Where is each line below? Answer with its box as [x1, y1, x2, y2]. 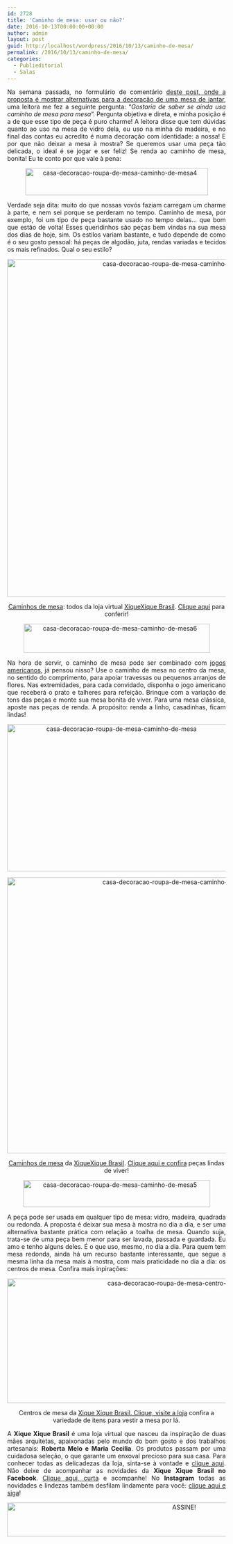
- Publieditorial [13, 62, 64, 69]
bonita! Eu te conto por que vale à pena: [7, 154, 121, 162]
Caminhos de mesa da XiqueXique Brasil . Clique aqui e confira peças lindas [8, 1158, 225, 1167]
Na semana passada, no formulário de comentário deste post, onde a [7, 88, 226, 96]
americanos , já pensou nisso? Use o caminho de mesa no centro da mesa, [7, 665, 226, 674]
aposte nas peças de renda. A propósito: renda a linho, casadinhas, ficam [7, 702, 226, 711]
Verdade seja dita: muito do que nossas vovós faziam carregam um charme [7, 200, 226, 209]
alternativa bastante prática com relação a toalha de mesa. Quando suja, [7, 1227, 226, 1236]
